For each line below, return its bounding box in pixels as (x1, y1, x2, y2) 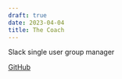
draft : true (8, 11, 47, 20)
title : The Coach (8, 26, 65, 34)
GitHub (8, 63, 31, 72)
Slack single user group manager (8, 48, 115, 57)
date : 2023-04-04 (8, 19, 65, 27)
